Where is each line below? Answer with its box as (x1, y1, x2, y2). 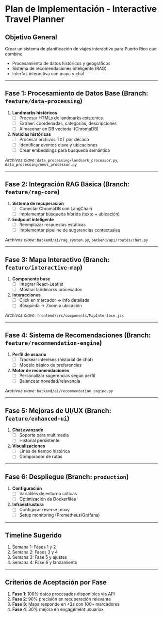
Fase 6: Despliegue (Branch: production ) (5, 472, 129, 481)
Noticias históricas (12, 131, 51, 137)
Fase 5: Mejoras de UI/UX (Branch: (5, 406, 112, 415)
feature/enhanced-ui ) (5, 414, 70, 422)
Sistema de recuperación (12, 200, 64, 206)
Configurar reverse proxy (19, 507, 70, 513)
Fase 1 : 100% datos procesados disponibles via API (12, 591, 115, 597)
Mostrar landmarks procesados (19, 287, 82, 292)
